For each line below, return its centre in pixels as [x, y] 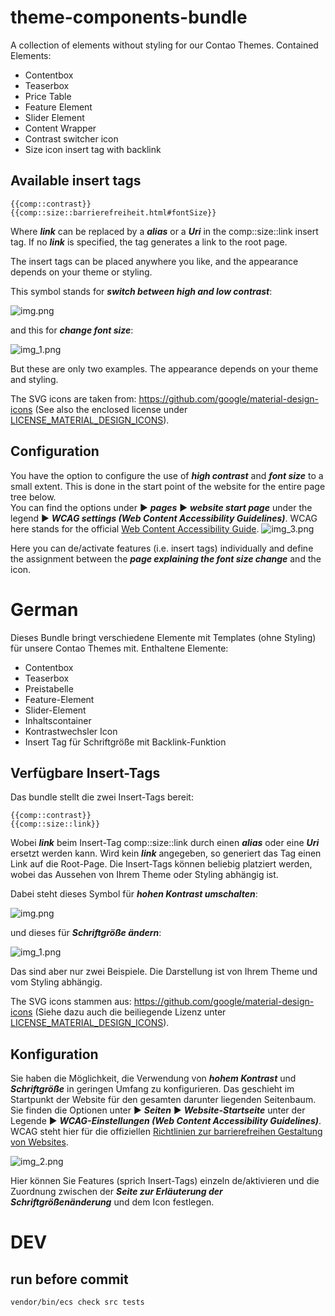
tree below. [33, 497]
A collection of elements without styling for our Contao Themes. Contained [164, 45]
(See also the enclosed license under [111, 409]
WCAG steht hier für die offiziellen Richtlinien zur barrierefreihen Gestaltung [166, 1132]
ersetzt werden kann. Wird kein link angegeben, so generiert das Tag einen [166, 853]
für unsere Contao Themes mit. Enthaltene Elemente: [119, 648]
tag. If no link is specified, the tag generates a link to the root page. [149, 242]
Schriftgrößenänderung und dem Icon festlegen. [112, 1202]
